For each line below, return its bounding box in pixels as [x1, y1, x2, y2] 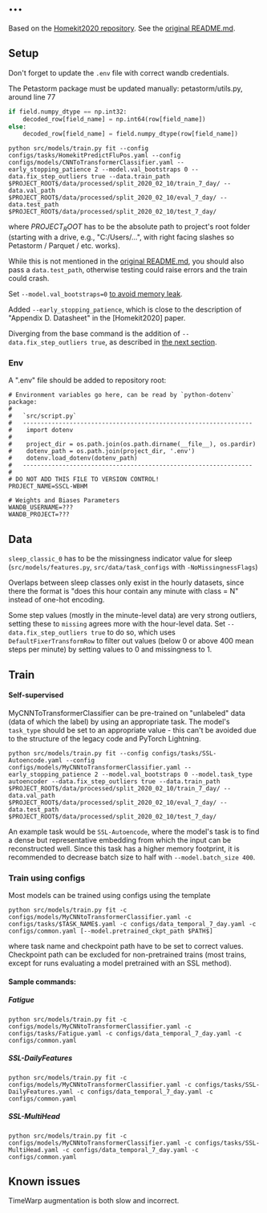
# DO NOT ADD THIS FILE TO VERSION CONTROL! [8, 476, 160, 484]
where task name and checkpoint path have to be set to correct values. [8, 941, 244, 951]
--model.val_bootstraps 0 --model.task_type [101, 770, 253, 778]
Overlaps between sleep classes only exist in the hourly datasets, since [8, 578, 245, 587]
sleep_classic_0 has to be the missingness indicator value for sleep [8, 553, 233, 563]
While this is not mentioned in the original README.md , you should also [8, 256, 245, 266]
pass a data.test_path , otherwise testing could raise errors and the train [8, 265, 248, 275]
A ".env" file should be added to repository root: [8, 375, 167, 386]
